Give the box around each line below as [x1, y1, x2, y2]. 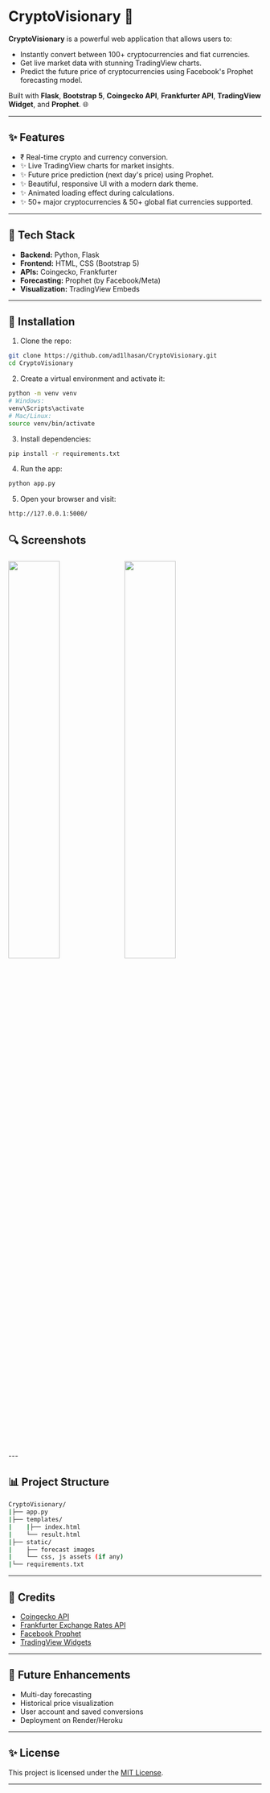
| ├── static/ [8, 1538, 52, 1546]
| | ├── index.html [8, 1522, 81, 1531]
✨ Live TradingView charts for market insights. [19, 160, 174, 170]
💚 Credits [8, 1590, 56, 1604]
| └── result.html [8, 1530, 81, 1538]
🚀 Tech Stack [8, 229, 76, 242]
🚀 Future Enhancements [8, 1668, 131, 1682]
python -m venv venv [8, 390, 78, 398]
